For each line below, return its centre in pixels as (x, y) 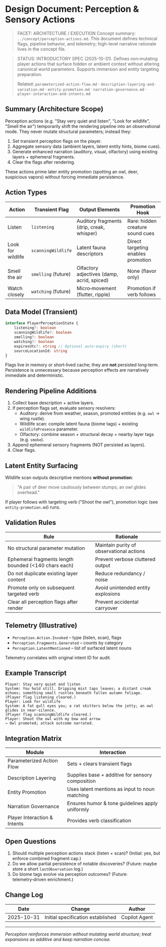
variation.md (31, 89)
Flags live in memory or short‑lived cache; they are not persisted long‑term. (82, 365)
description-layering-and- (128, 84)
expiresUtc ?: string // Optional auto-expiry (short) (70, 346)
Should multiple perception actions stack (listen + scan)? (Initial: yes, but (86, 853)
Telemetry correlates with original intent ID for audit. (58, 657)
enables (136, 254)
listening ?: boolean (35, 328)
